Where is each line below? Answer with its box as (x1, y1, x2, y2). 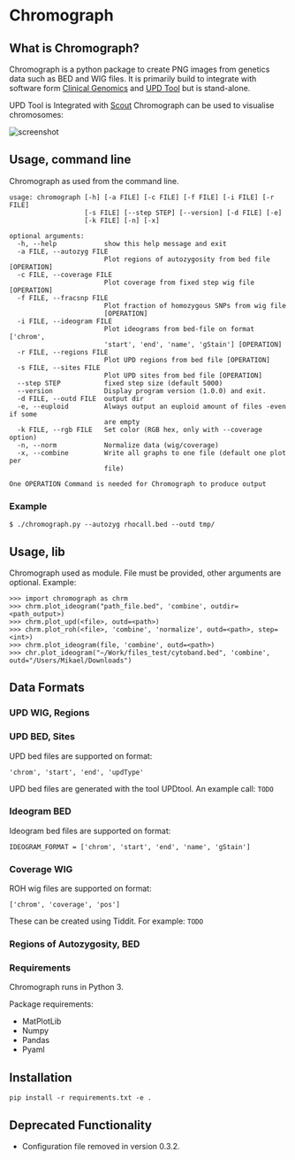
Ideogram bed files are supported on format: (9, 825, 171, 836)
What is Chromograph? (9, 41, 140, 56)
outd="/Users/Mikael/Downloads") (9, 656, 132, 665)
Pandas (21, 1035, 50, 1046)
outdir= (210, 601, 239, 611)
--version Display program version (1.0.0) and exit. (17, 386, 267, 395)
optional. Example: (9, 576, 77, 587)
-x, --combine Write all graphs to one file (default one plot (17, 448, 287, 457)
